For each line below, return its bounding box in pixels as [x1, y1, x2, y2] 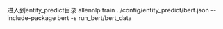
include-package [7, 14, 56, 22]
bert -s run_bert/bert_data [57, 14, 132, 22]
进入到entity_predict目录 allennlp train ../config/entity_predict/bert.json [7, 6, 210, 14]
